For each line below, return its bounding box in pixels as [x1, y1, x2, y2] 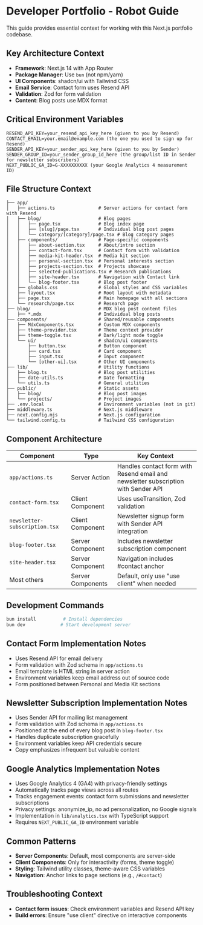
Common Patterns [6, 836, 77, 846]
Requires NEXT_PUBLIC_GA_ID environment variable [14, 818, 139, 826]
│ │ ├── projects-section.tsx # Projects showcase [6, 264, 150, 270]
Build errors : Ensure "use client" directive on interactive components [14, 911, 187, 919]
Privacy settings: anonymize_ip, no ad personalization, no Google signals [14, 806, 197, 813]
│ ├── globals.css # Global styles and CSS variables [6, 285, 188, 291]
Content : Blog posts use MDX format [14, 96, 108, 104]
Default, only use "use [117, 572, 180, 580]
